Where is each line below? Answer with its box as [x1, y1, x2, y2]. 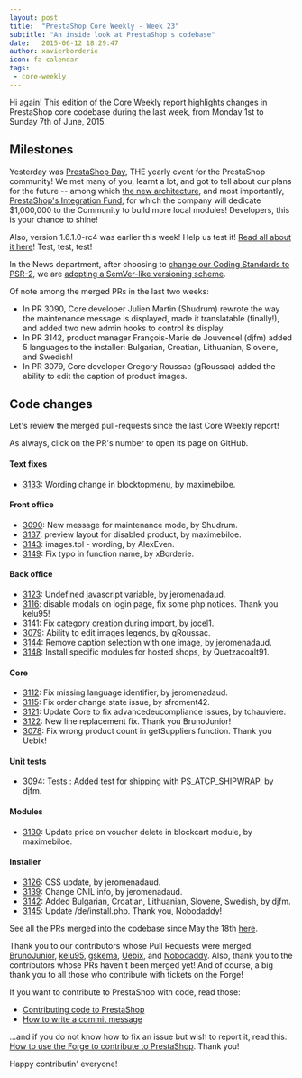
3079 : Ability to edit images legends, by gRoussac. [22, 627, 211, 637]
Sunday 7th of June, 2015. [9, 116, 106, 126]
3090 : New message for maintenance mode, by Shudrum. [22, 519, 239, 530]
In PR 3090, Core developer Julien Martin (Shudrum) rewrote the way [22, 303, 280, 314]
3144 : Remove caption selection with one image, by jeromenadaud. [22, 637, 272, 647]
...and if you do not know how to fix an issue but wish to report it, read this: [9, 1031, 288, 1042]
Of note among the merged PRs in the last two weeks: [9, 285, 209, 296]
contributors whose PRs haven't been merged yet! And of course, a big [9, 959, 273, 971]
